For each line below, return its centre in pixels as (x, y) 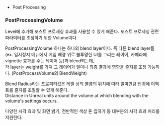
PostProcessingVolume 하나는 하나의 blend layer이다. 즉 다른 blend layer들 (80, 48)
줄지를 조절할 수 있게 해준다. (41, 90)
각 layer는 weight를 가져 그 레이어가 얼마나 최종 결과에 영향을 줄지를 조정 (76, 67)
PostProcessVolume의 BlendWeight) (50, 73)
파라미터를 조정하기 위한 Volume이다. (41, 38)
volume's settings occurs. (32, 101)
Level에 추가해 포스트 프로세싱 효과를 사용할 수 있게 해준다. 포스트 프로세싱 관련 (82, 31)
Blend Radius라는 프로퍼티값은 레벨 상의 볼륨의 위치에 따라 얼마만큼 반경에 (78, 84)
